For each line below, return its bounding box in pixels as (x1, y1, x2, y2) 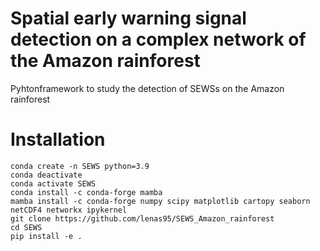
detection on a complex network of (10, 28, 307, 51)
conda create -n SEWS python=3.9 (10, 161, 150, 171)
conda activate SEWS (10, 178, 97, 189)
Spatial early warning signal (10, 7, 247, 30)
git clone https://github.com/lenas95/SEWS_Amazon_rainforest (10, 213, 275, 224)
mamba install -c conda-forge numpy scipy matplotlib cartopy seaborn (10, 196, 311, 206)
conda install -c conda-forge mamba (10, 187, 163, 197)
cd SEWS (10, 222, 43, 232)
